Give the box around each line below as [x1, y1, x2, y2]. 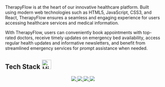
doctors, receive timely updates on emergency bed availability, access [17, 35, 161, 41]
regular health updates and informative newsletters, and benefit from [5, 40, 146, 46]
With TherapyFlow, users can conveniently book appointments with [5, 30, 142, 35]
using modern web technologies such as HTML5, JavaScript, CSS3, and [5, 9, 152, 15]
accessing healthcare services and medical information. [5, 20, 120, 26]
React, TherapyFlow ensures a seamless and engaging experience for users [5, 15, 160, 20]
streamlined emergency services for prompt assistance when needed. [5, 45, 148, 51]
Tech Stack [5, 63, 41, 71]
